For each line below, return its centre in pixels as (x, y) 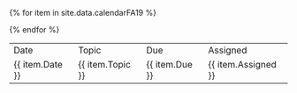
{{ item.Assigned (242, 64)
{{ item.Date (38, 64)
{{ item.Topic (104, 64)
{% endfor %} (34, 29)
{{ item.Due (169, 64)
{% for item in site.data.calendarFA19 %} (83, 13)
